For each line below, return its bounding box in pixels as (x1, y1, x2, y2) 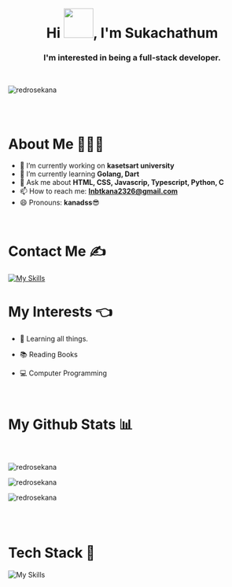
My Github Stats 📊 (8, 415, 134, 434)
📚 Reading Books (19, 350, 79, 360)
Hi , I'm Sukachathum (46, 24, 219, 42)
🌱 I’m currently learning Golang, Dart (19, 169, 140, 179)
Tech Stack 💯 (8, 544, 96, 562)
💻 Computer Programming (19, 368, 108, 378)
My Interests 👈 (8, 303, 112, 320)
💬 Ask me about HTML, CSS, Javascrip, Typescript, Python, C (19, 178, 224, 187)
